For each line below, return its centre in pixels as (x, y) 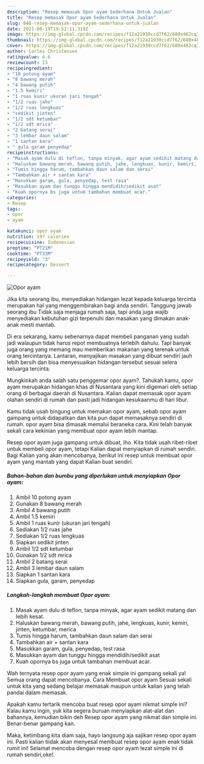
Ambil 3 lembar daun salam (50, 568)
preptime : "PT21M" (30, 248)
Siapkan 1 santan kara (43, 575)
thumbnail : (21, 40)
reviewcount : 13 (27, 62)
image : (15, 35)
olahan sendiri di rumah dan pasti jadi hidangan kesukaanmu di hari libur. (98, 400)
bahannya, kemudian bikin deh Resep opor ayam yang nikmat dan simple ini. (102, 717)
